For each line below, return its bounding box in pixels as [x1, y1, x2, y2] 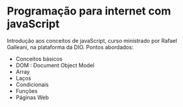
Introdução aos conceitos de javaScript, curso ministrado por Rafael [7, 37, 178, 44]
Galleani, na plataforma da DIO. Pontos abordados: [7, 44, 134, 51]
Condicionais [15, 80, 49, 88]
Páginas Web [15, 94, 49, 101]
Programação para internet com [7, 4, 171, 18]
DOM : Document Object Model [15, 62, 95, 69]
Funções [15, 87, 38, 94]
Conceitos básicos [15, 55, 63, 62]
